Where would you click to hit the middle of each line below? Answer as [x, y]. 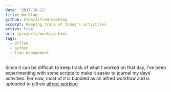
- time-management [30, 53]
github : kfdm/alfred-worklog [36, 19]
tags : [11, 39]
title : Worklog [22, 15]
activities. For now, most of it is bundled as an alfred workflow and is [78, 78]
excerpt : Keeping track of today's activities [56, 24]
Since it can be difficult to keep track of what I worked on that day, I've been [86, 67]
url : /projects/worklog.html [36, 34]
